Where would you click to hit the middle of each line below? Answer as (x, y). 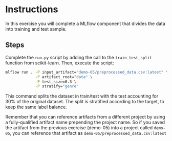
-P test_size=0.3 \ (56, 82)
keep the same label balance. (36, 107)
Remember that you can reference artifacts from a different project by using (85, 117)
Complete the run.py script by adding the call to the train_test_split (79, 57)
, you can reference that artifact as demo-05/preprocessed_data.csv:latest (88, 133)
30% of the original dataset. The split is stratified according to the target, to (85, 102)
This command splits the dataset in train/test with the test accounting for (82, 96)
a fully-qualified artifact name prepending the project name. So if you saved (85, 122)
